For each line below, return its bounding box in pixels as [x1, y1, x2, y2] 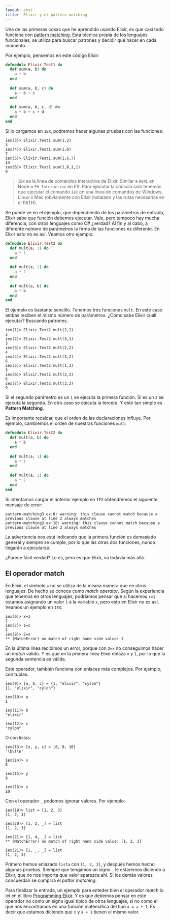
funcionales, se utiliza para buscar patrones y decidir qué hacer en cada [5, 37, 157, 43]
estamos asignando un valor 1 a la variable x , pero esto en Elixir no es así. [5, 599, 159, 605]
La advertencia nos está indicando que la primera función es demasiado [5, 534, 156, 540]
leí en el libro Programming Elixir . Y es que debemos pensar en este [5, 893, 147, 899]
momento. [5, 42, 27, 48]
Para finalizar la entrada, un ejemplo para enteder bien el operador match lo [5, 887, 164, 894]
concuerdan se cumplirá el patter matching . [5, 877, 97, 883]
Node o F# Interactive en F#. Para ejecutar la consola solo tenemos [17, 183, 162, 189]
